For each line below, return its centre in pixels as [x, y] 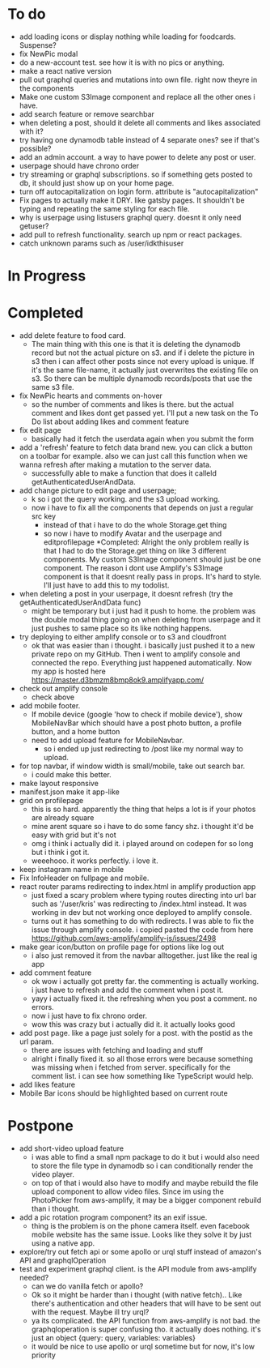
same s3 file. [53, 387]
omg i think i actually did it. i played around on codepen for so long [142, 844]
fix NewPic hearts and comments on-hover [91, 396]
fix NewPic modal [49, 53]
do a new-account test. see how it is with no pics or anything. [122, 62]
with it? [31, 131]
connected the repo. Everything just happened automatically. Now [141, 663]
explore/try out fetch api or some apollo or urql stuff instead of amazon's [140, 1252]
